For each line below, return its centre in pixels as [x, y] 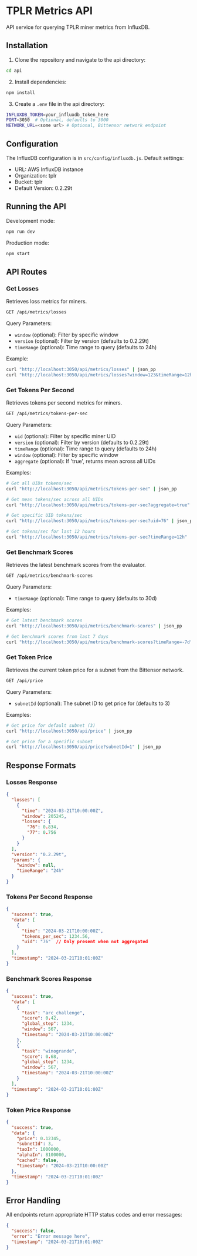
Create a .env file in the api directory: [59, 103]
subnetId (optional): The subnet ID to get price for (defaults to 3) [92, 703]
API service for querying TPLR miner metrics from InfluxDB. [78, 27]
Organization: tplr [35, 175]
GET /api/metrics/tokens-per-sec [47, 414]
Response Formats [41, 765]
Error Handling [33, 1200]
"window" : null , [37, 866]
